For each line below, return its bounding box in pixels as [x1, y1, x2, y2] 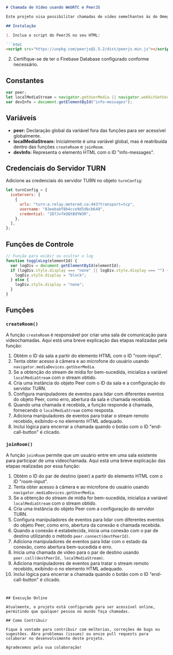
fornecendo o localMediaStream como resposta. [13, 407, 114, 413]
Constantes [6, 76, 44, 85]
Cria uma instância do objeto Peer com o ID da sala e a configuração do [13, 380, 166, 386]
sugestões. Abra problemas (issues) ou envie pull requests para [6, 631, 148, 637]
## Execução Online [6, 595, 48, 601]
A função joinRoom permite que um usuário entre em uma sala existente [6, 452, 157, 458]
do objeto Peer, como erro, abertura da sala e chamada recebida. [13, 396, 151, 402]
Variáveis [6, 113, 36, 123]
